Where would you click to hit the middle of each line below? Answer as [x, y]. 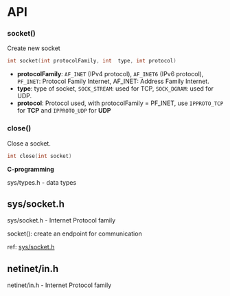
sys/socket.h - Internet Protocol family [61, 220]
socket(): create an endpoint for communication [74, 234]
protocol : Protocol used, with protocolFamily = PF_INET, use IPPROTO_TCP [120, 103]
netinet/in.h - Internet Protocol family [59, 285]
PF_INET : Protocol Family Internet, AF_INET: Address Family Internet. [113, 81]
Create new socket [34, 48]
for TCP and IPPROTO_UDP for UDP [64, 111]
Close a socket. [29, 143]
